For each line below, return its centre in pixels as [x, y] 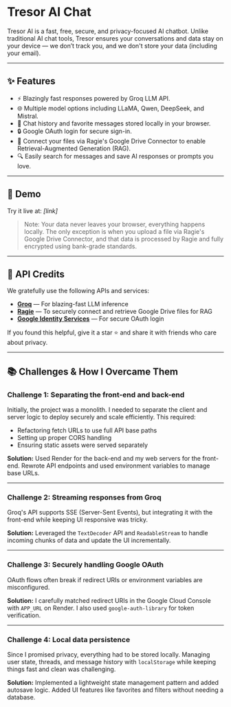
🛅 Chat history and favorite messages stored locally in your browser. [114, 123]
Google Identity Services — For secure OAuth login [90, 319]
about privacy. [27, 343]
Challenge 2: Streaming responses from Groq [84, 497]
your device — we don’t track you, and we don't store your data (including [112, 46]
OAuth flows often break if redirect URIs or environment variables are [105, 579]
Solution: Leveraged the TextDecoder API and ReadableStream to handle [108, 533]
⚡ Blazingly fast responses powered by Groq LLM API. [93, 98]
